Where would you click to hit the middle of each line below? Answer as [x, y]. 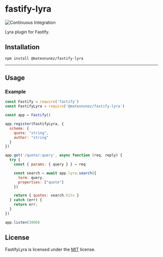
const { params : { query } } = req [50, 165]
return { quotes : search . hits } [46, 196]
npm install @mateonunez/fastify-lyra [44, 58]
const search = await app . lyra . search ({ [55, 173]
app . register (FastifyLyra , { [34, 124]
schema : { [19, 128]
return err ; [26, 205]
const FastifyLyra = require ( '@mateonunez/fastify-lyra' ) [65, 106]
